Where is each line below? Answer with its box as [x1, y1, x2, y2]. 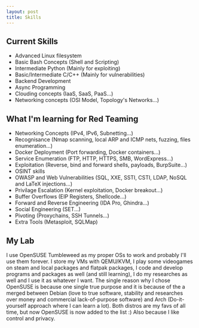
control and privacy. [6, 314, 56, 322]
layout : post [6, 8, 39, 15]
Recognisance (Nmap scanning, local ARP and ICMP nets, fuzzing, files [14, 136, 191, 143]
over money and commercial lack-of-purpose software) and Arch [6, 296, 167, 303]
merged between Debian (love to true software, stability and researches [6, 289, 183, 296]
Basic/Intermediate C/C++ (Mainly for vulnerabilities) [14, 71, 145, 78]
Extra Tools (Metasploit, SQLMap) [14, 218, 98, 225]
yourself [6, 302, 27, 309]
